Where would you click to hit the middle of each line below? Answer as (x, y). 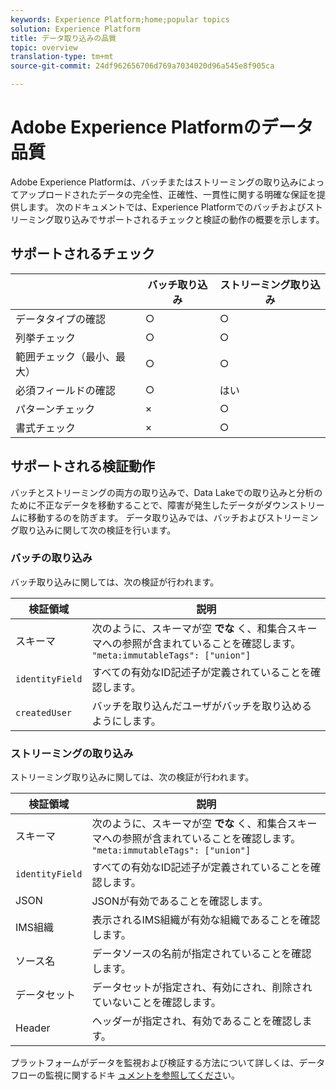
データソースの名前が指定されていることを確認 (201, 954)
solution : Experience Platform (75, 29)
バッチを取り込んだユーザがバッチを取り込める (202, 706)
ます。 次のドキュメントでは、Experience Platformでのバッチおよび (167, 207)
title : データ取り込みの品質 (63, 38)
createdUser (44, 712)
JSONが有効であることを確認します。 (180, 901)
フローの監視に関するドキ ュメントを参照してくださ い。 (125, 1075)
